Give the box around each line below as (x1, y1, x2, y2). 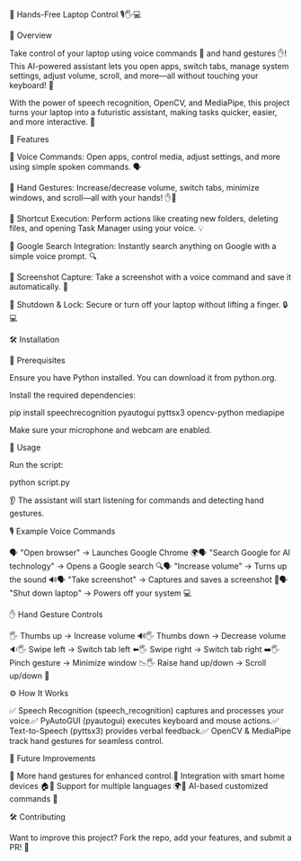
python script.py (9, 477, 70, 488)
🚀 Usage (9, 442, 41, 453)
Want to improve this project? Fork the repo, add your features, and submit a (9, 832, 292, 843)
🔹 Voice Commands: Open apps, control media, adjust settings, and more (9, 151, 281, 162)
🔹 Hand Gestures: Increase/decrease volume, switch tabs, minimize (9, 183, 260, 193)
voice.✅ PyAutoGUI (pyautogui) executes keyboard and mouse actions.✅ (9, 715, 280, 726)
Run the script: (9, 460, 64, 470)
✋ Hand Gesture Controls (9, 609, 103, 620)
